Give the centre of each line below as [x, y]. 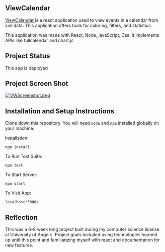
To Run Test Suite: [24, 157]
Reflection [22, 217]
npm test [14, 166]
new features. [19, 245]
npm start [15, 184]
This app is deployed [27, 68]
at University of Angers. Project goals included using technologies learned [81, 235]
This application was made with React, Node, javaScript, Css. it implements [82, 35]
